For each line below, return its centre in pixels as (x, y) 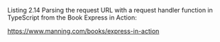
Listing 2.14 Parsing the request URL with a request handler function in (110, 10)
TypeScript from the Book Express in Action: (72, 17)
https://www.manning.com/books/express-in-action (83, 31)
